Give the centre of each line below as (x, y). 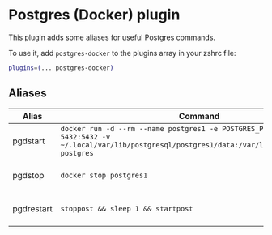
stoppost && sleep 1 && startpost (127, 209)
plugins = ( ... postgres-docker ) (61, 68)
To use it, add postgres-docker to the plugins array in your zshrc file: (122, 53)
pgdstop (28, 175)
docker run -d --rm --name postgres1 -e (139, 128)
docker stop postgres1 (104, 175)
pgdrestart (32, 208)
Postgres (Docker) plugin (94, 15)
